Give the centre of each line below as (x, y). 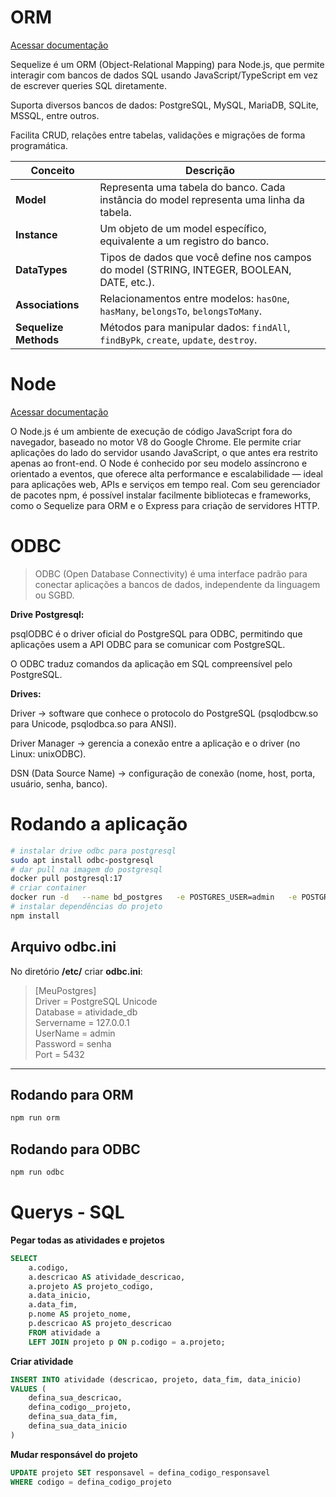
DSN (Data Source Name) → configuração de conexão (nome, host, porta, (163, 773)
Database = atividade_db (86, 1012)
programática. (39, 145)
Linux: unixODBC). (48, 753)
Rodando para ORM (72, 1094)
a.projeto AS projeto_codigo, (91, 1286)
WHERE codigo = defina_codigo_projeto (91, 1482)
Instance (36, 234)
